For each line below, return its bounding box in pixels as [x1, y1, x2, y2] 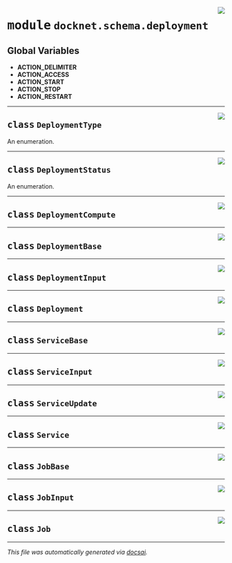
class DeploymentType [7, 120, 102, 131]
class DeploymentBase [7, 240, 102, 251]
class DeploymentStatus [7, 164, 112, 175]
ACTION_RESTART [17, 93, 72, 100]
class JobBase [7, 460, 70, 472]
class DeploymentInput [7, 271, 107, 283]
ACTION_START [17, 78, 64, 86]
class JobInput [7, 492, 75, 504]
